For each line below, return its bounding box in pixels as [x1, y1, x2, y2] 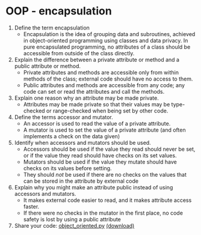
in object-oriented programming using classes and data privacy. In [23, 37, 188, 44]
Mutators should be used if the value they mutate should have [23, 158, 177, 165]
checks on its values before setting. [23, 164, 112, 172]
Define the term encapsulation [14, 24, 90, 31]
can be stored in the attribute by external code [23, 177, 139, 185]
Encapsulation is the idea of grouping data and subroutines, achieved [23, 30, 196, 37]
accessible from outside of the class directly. [23, 49, 135, 56]
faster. [23, 203, 40, 210]
